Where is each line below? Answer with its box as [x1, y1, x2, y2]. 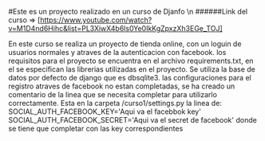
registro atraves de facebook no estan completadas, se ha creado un [8, 81, 235, 91]
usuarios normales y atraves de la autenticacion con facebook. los [8, 48, 227, 57]
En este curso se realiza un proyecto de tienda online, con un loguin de [8, 39, 242, 49]
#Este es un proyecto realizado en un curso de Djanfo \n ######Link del [8, 7, 248, 16]
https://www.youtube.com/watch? [39, 15, 152, 25]
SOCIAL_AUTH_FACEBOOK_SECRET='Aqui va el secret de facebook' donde [8, 116, 257, 124]
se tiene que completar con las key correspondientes [8, 123, 184, 133]
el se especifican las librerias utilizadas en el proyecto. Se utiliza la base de [8, 65, 255, 74]
